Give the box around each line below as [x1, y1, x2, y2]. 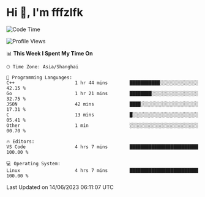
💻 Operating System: [6, 160, 61, 167]
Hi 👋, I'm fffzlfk [6, 5, 84, 20]
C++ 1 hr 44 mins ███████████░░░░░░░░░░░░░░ [6, 79, 199, 86]
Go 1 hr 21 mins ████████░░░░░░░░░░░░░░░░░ [6, 90, 199, 96]
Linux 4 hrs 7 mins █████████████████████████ [6, 167, 199, 173]
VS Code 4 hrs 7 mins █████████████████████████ [6, 143, 199, 150]
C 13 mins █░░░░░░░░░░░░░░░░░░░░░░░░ [6, 112, 199, 118]
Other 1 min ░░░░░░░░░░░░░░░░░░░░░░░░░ [6, 122, 199, 129]
